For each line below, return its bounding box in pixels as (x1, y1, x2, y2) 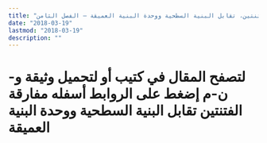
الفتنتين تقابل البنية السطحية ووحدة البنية (8, 102, 243, 120)
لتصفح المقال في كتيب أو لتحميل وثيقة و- (8, 68, 246, 86)
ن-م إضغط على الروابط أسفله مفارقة (8, 85, 228, 103)
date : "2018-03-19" (8, 19, 73, 27)
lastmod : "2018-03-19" (8, 26, 83, 34)
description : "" (8, 33, 62, 42)
